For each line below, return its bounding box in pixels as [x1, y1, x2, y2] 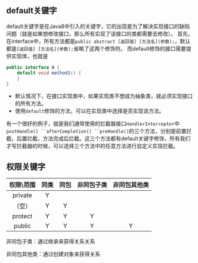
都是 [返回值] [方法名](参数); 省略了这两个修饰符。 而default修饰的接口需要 [6, 45, 187, 52]
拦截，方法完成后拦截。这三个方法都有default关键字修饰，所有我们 [26, 135, 191, 142]
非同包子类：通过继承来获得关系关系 [6, 238, 95, 245]
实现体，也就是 [11, 52, 48, 60]
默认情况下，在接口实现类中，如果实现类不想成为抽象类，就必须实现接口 [14, 92, 193, 100]
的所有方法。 [14, 100, 47, 107]
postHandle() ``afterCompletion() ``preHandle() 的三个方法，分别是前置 [6, 128, 187, 135]
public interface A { [6, 64, 60, 70]
